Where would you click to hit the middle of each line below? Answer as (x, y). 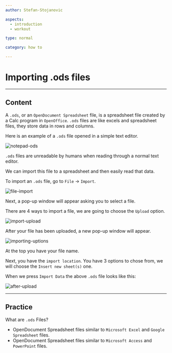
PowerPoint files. (30, 346)
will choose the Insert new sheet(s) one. (49, 266)
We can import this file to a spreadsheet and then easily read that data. (80, 171)
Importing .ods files (48, 77)
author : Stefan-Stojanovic (34, 10)
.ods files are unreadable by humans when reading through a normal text (82, 156)
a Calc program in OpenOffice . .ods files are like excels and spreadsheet (81, 120)
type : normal (19, 38)
